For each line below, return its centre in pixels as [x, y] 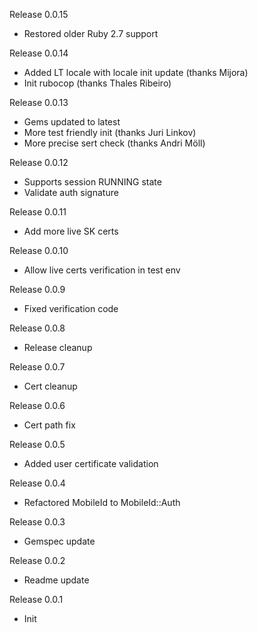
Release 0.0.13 [39, 102]
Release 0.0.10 [39, 250]
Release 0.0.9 [37, 289]
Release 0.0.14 [39, 53]
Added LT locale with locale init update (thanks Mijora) [136, 72]
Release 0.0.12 [39, 162]
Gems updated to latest [72, 122]
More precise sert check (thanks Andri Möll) [114, 143]
